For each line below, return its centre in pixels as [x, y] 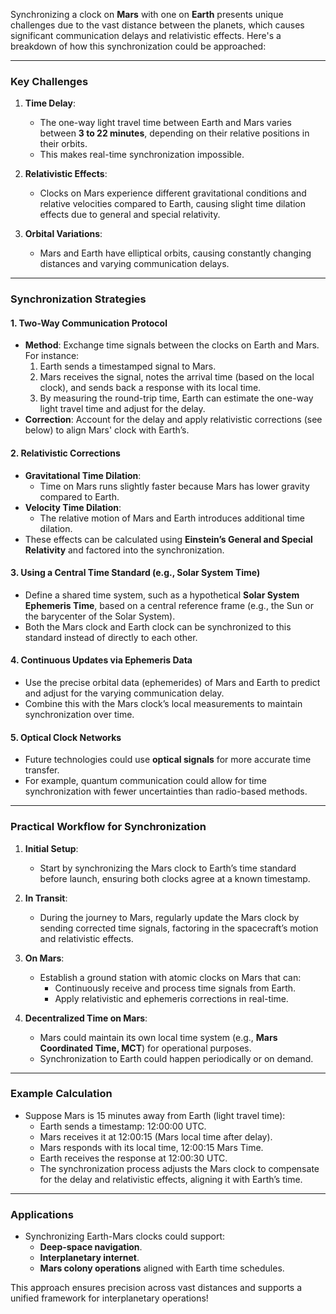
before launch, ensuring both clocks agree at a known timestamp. [175, 878]
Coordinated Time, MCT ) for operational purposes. [145, 1048]
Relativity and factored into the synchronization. [124, 550]
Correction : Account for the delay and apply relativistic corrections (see [173, 420]
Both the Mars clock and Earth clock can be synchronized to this [158, 626]
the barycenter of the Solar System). [100, 616]
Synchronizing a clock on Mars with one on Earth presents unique [147, 14]
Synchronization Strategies [78, 299]
